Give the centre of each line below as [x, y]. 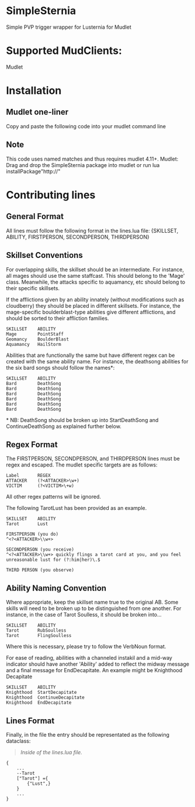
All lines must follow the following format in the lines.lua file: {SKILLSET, [92, 230]
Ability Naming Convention [56, 588]
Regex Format [32, 445]
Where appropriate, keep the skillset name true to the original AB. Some [92, 602]
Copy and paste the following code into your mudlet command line [86, 126]
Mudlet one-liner [37, 112]
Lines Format [30, 721]
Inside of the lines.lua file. [51, 752]
